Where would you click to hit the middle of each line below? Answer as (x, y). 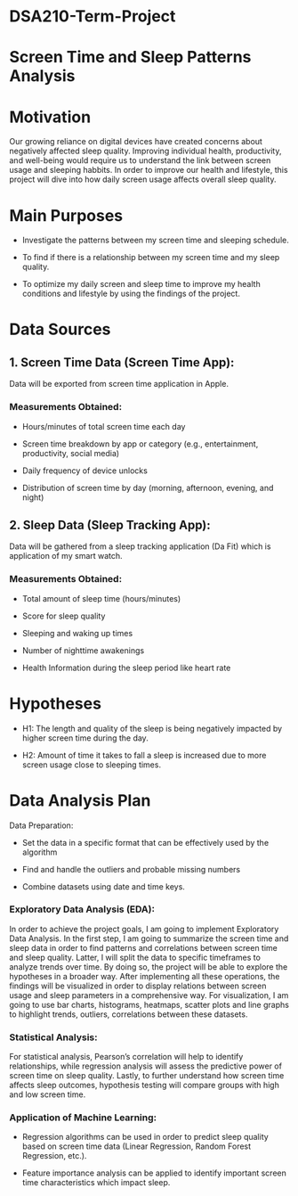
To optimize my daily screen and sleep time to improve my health (141, 284)
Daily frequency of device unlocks (85, 471)
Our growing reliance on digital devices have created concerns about (136, 142)
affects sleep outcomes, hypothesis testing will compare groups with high (145, 1085)
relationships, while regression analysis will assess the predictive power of (146, 1066)
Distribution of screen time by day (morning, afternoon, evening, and (148, 487)
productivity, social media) (71, 453)
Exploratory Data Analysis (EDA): (82, 909)
